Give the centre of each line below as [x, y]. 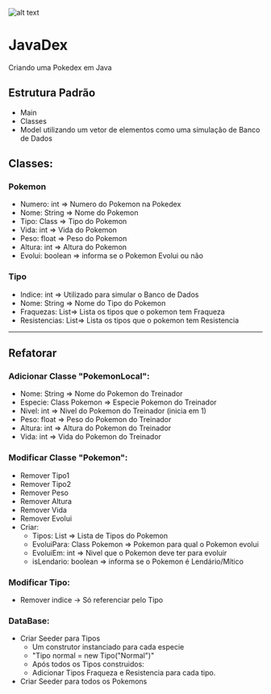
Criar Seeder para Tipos [60, 638]
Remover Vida [43, 510]
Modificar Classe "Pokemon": [68, 458]
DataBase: [29, 620]
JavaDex [38, 45]
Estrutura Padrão [52, 93]
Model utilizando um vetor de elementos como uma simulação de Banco [140, 129]
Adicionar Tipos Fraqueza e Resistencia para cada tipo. [124, 673]
